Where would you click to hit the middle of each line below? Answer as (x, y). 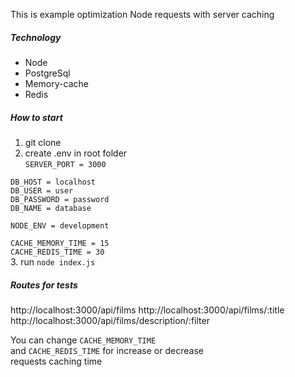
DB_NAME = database (51, 208)
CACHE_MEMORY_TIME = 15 (60, 243)
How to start (36, 117)
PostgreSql (47, 73)
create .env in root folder (76, 153)
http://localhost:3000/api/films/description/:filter (110, 320)
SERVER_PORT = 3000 (65, 164)
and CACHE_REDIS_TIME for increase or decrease (107, 350)
